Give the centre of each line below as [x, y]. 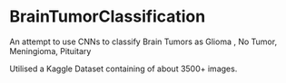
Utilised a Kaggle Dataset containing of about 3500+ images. [123, 69]
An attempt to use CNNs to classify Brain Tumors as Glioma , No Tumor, [143, 41]
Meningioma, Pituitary [50, 51]
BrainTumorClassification [108, 17]
